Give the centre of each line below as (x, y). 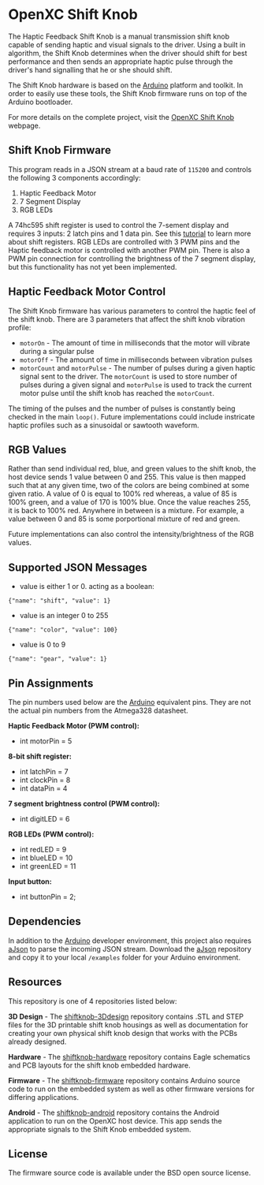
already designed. (37, 1042)
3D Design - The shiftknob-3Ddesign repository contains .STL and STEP (126, 1016)
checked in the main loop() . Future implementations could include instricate (132, 416)
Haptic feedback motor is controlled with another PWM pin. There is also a (129, 250)
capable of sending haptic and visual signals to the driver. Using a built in (127, 44)
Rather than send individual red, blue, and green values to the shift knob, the (132, 469)
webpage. (24, 125)
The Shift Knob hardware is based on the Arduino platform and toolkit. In (126, 85)
